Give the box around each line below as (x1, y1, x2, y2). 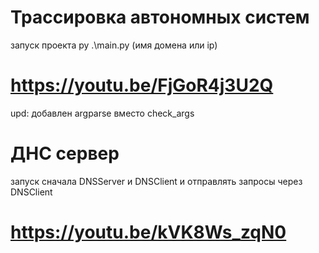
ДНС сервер (10, 142, 120, 165)
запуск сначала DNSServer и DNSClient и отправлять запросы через (10, 175, 303, 187)
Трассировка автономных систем (10, 6, 310, 29)
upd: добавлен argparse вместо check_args (10, 107, 195, 119)
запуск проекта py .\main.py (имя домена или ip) (10, 39, 218, 51)
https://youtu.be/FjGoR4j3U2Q (10, 74, 274, 97)
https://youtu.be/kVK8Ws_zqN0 (10, 221, 287, 243)
